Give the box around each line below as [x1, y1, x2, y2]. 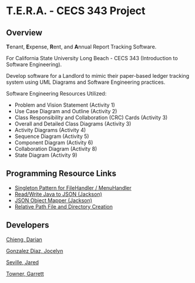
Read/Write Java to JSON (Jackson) [14, 190, 103, 198]
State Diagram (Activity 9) [14, 152, 78, 159]
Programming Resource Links [6, 169, 116, 179]
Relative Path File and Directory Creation [14, 203, 113, 210]
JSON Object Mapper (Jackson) [14, 196, 93, 204]
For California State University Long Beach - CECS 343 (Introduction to [6, 55, 178, 61]
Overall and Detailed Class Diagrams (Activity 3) [14, 120, 132, 127]
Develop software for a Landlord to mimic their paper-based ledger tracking [6, 73, 190, 79]
